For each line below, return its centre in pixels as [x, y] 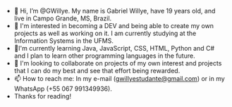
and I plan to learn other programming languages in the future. [104, 56]
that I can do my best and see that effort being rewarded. [97, 71]
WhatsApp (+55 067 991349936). [63, 89]
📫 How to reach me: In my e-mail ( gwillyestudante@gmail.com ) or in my [120, 78]
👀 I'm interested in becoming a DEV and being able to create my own [114, 26]
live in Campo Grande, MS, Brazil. [63, 18]
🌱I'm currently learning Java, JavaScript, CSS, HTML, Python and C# [114, 48]
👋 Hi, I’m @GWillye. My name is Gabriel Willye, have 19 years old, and [115, 11]
